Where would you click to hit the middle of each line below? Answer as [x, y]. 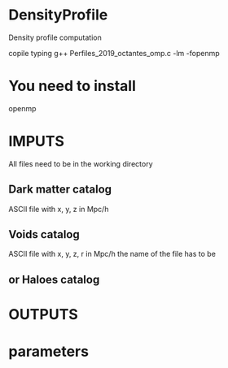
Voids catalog [44, 234]
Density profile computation [55, 37]
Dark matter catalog [60, 190]
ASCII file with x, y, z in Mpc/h [59, 209]
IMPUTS [37, 142]
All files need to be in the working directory [81, 163]
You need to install [72, 86]
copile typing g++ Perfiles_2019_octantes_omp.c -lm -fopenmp [114, 53]
